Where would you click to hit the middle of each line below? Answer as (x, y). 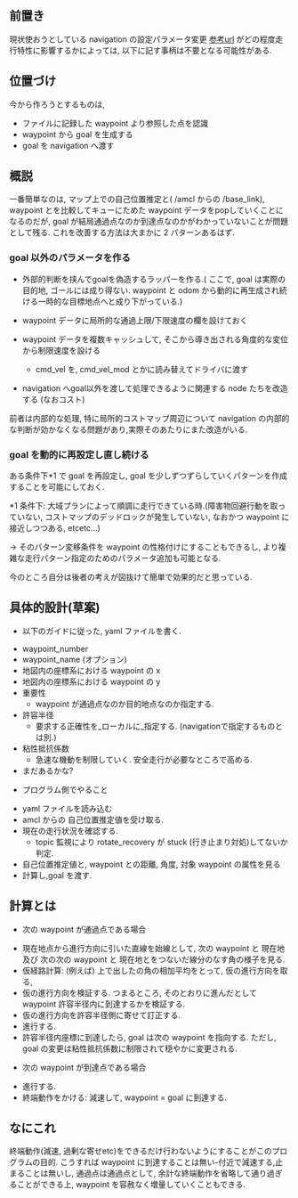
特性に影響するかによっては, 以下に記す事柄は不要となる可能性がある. (145, 50)
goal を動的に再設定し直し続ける (79, 454)
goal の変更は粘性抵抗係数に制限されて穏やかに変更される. (129, 1048)
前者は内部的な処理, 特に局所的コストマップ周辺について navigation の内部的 (149, 418)
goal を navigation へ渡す (68, 145)
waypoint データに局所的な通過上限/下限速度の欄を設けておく (135, 320)
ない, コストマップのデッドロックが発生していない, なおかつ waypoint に (157, 517)
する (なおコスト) (53, 399)
